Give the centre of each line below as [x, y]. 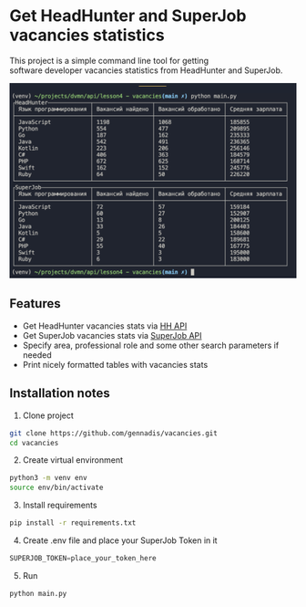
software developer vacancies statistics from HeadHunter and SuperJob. [146, 70]
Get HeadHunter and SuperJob [128, 16]
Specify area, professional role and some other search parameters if [151, 345]
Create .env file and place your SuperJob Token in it [120, 540]
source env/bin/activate [56, 488]
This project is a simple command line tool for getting [109, 60]
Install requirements [60, 505]
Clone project [48, 415]
